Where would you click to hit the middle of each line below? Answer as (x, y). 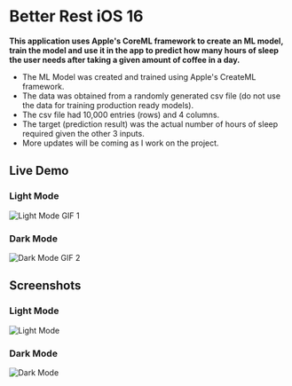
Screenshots (45, 286)
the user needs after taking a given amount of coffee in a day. (125, 59)
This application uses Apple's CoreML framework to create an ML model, (146, 41)
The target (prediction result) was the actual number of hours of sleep (150, 124)
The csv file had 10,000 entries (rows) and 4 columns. (121, 114)
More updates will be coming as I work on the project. (120, 143)
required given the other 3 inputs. (83, 133)
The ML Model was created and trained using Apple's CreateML (139, 76)
